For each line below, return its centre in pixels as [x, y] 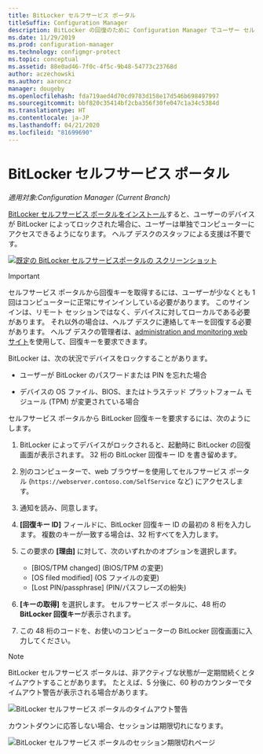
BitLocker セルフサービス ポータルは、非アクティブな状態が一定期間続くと [128, 672]
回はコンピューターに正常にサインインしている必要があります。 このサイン [129, 302]
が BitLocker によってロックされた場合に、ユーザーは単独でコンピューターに [131, 224]
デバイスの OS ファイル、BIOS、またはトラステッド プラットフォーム [131, 391]
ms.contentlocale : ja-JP [49, 118]
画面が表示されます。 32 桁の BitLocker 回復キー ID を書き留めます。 [130, 454]
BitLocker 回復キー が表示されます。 [77, 614]
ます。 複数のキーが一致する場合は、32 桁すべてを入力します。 [121, 534]
